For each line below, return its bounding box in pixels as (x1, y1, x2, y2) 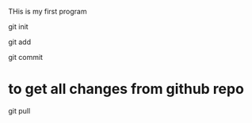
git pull (8, 106, 31, 115)
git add (8, 37, 32, 47)
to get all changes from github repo (8, 80, 244, 98)
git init (8, 22, 29, 31)
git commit (8, 53, 44, 61)
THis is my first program (8, 7, 87, 16)
